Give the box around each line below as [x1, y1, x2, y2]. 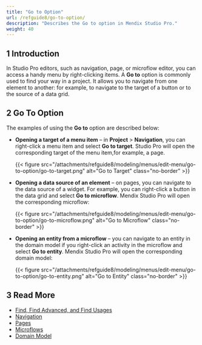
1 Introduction [6, 48, 59, 58]
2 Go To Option [6, 108, 64, 119]
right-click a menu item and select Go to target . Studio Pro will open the [15, 142, 195, 150]
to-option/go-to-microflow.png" [15, 217, 95, 224]
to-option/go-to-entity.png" [15, 272, 84, 280]
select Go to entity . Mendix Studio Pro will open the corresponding [15, 248, 183, 255]
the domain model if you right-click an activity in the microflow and [15, 241, 183, 248]
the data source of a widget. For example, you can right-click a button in [15, 185, 196, 192]
